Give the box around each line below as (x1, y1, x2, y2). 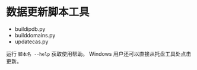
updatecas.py (14, 38, 49, 45)
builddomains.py (14, 31, 56, 39)
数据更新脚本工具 (6, 5, 90, 19)
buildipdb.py (14, 25, 46, 33)
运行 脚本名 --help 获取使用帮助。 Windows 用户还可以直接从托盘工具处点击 (6, 50, 192, 57)
